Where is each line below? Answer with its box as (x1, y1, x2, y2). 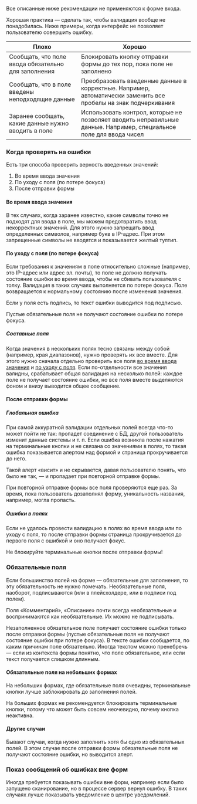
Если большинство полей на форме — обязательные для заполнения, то (6, 576, 189, 584)
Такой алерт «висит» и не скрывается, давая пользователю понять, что (6, 466, 186, 474)
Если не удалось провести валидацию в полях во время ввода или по (6, 525, 182, 532)
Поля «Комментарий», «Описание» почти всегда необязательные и (6, 606, 177, 613)
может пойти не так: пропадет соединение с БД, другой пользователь (6, 430, 184, 437)
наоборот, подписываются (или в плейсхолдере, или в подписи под (6, 589, 176, 596)
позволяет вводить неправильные (81, 116, 179, 124)
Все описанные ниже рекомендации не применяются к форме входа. (6, 5, 181, 12)
